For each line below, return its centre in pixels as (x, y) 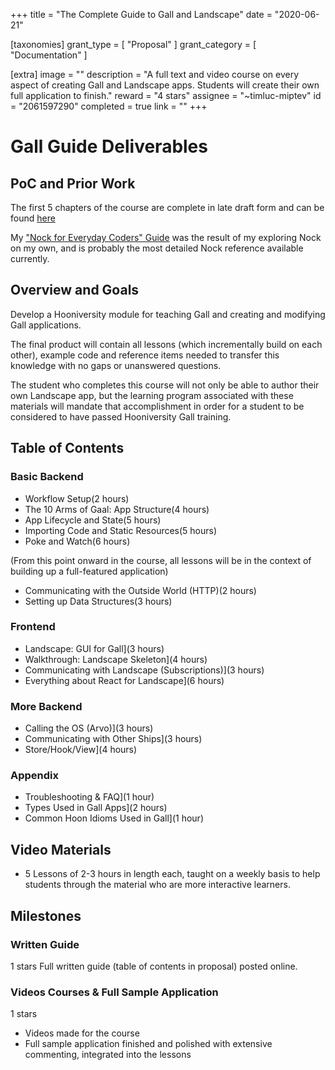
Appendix (35, 776)
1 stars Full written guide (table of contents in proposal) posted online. (154, 966)
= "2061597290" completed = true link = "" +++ (109, 106)
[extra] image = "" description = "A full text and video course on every (155, 74)
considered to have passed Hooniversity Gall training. (121, 416)
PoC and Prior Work (73, 183)
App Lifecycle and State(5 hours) (93, 520)
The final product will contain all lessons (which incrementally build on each (166, 344)
